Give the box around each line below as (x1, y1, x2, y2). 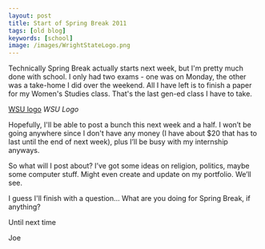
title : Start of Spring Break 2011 (8, 19, 127, 27)
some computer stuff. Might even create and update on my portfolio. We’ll (8, 170, 252, 179)
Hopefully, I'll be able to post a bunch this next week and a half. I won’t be (8, 120, 252, 130)
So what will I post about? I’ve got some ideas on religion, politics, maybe (8, 161, 250, 171)
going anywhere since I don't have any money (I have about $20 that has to (8, 129, 258, 139)
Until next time (8, 218, 56, 227)
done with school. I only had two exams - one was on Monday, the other (8, 72, 247, 82)
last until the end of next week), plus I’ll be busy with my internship (8, 137, 228, 147)
